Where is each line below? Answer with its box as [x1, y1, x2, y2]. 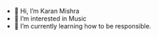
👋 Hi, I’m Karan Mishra [14, 7, 80, 15]
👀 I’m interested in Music [14, 14, 87, 23]
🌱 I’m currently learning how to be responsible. [14, 22, 152, 30]
